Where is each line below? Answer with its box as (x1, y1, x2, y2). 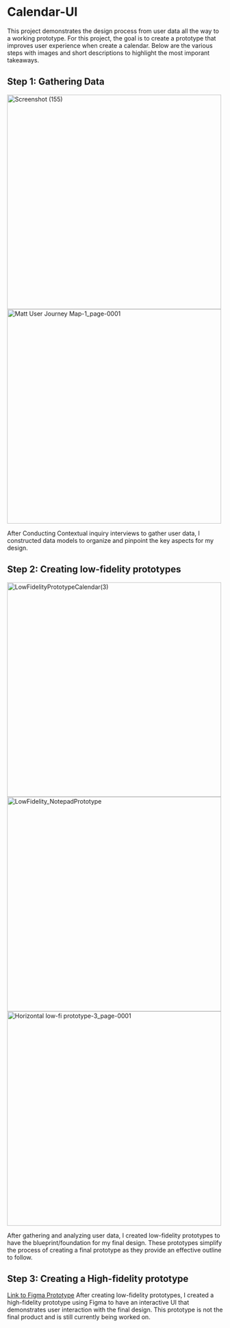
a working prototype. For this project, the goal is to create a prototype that (7, 34, 216, 42)
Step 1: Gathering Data (7, 76, 105, 88)
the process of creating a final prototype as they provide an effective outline (7, 1246, 222, 1254)
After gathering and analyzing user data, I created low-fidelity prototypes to (7, 1231, 220, 1239)
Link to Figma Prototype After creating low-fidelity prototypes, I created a (7, 1291, 214, 1299)
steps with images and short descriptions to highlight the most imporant (7, 49, 210, 57)
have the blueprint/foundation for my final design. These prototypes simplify (7, 1238, 222, 1246)
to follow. (7, 1253, 33, 1261)
